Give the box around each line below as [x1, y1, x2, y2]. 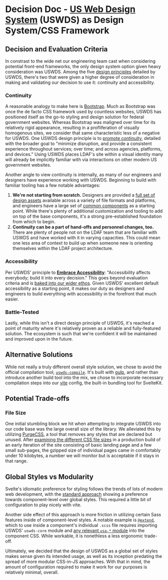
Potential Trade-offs [5, 394, 70, 403]
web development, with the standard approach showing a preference [5, 491, 148, 497]
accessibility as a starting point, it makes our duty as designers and [5, 285, 144, 292]
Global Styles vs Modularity [5, 473, 94, 481]
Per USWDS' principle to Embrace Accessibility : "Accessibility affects [5, 269, 150, 275]
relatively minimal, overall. [5, 569, 59, 575]
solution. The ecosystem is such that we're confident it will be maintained [5, 330, 157, 337]
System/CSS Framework [5, 25, 109, 36]
